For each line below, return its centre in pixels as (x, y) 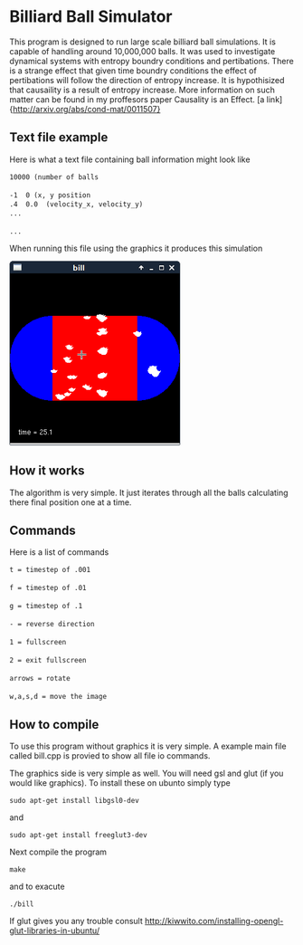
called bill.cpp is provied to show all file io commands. (110, 756)
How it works (47, 471)
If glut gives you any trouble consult (76, 921)
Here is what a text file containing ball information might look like (130, 159)
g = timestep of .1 (46, 606)
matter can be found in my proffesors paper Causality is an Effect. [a (137, 99)
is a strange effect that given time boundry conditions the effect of (133, 71)
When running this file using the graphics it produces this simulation (136, 248)
